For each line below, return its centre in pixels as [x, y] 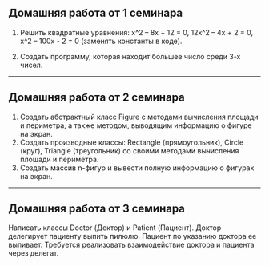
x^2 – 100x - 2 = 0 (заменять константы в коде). [101, 41]
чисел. [31, 65]
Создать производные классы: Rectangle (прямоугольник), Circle [132, 142]
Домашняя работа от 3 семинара [97, 209]
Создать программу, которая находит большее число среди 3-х [130, 56]
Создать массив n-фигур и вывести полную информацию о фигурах [137, 168]
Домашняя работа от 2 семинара [97, 98]
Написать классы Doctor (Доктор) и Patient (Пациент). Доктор [115, 228]
